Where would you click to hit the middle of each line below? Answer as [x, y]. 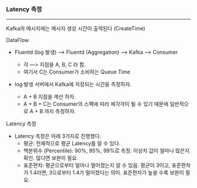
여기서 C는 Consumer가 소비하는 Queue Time [77, 72]
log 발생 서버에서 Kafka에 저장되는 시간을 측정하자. [73, 84]
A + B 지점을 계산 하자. [50, 97]
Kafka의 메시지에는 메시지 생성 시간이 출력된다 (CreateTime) [76, 29]
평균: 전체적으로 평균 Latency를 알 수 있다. [72, 144]
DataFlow [18, 40]
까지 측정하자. [60, 112]
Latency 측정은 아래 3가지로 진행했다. [58, 136]
